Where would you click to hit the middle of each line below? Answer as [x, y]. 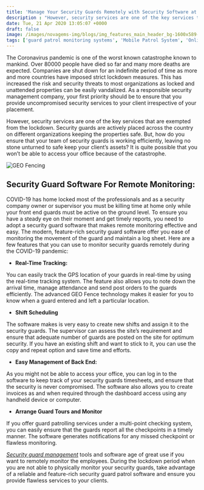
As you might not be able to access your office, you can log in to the [92, 374]
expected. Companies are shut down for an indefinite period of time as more [102, 70]
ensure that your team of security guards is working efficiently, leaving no [99, 140]
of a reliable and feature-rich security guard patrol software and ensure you [101, 474]
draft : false [23, 29]
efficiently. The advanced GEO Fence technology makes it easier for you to [100, 294]
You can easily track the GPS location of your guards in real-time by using [99, 274]
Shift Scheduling [37, 312]
